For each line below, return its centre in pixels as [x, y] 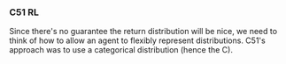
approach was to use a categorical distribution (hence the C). [121, 50]
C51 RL [24, 12]
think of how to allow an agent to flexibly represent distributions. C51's [137, 40]
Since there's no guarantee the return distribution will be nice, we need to [143, 32]
